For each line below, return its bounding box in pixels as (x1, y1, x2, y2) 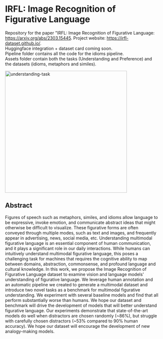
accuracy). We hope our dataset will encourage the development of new (5, 323, 150, 329)
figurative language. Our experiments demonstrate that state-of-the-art (5, 307, 148, 313)
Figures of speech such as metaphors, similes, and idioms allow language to (5, 214, 158, 220)
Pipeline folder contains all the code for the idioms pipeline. (5, 50, 124, 57)
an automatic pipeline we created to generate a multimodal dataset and (5, 281, 148, 287)
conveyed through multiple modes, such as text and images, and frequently (5, 230, 157, 236)
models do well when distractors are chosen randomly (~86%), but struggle (5, 313, 157, 319)
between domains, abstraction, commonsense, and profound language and (5, 261, 156, 267)
